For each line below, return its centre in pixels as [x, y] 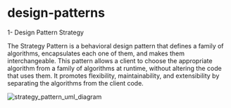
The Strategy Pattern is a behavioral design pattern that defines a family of [115, 46]
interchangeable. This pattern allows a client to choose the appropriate [110, 60]
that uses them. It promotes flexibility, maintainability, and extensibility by [113, 76]
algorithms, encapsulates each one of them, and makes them [96, 53]
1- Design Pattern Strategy [46, 32]
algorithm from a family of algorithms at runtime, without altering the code [114, 68]
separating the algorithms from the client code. [76, 83]
